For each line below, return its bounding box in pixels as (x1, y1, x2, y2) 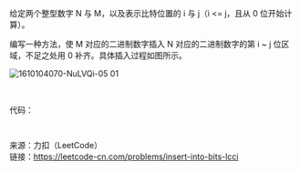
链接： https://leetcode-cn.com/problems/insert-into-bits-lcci (9, 151, 239, 162)
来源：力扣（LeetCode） (9, 140, 103, 150)
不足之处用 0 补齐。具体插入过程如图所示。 (25, 50, 187, 61)
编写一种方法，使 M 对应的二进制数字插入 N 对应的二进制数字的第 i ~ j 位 (9, 39, 282, 49)
